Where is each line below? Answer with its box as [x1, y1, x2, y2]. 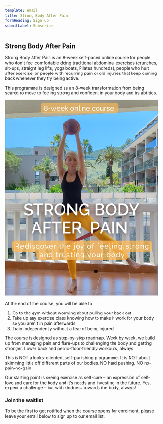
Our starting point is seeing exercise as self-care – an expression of [5, 374, 140, 380]
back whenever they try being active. [5, 75, 80, 81]
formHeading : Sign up [5, 18, 49, 23]
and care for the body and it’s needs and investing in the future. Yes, [14, 380, 151, 386]
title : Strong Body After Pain [5, 13, 68, 18]
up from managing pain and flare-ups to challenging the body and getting [5, 340, 152, 346]
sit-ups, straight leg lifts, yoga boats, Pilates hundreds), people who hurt [5, 65, 149, 71]
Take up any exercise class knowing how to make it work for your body [12, 315, 154, 321]
